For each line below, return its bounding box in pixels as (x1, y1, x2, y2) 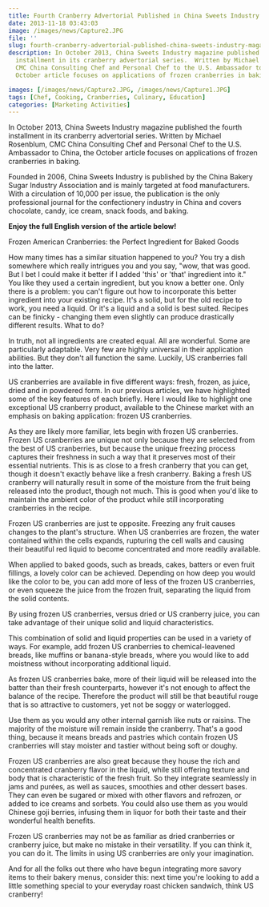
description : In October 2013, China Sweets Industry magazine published (8, 49, 260, 57)
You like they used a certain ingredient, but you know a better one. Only (8, 278, 245, 288)
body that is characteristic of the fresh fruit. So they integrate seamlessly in (8, 773, 257, 783)
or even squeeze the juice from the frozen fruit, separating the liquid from (8, 585, 251, 595)
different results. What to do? (8, 321, 105, 331)
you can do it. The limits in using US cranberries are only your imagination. (8, 849, 255, 858)
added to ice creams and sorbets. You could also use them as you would (8, 799, 248, 809)
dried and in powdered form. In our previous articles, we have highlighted (8, 386, 251, 395)
